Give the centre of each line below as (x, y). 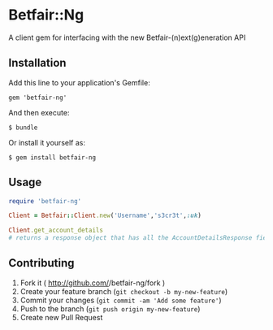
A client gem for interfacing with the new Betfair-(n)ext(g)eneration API (127, 37)
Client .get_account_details (56, 230)
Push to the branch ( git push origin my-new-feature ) (110, 308)
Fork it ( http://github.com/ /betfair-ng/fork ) (93, 283)
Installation (37, 63)
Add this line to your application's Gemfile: (79, 82)
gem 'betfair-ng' (38, 98)
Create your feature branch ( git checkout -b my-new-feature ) (124, 291)
